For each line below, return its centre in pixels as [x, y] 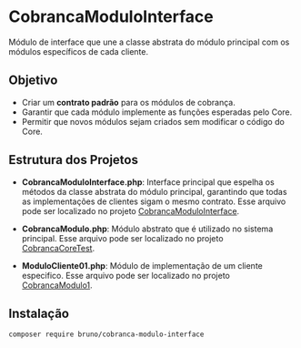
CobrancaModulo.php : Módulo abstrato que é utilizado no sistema [147, 229]
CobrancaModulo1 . [57, 285]
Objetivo [33, 81]
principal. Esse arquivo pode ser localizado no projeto [122, 238]
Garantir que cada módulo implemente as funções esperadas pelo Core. [157, 112]
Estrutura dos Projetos [73, 160]
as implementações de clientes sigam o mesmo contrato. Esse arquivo [154, 201]
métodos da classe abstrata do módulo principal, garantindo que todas [154, 191]
